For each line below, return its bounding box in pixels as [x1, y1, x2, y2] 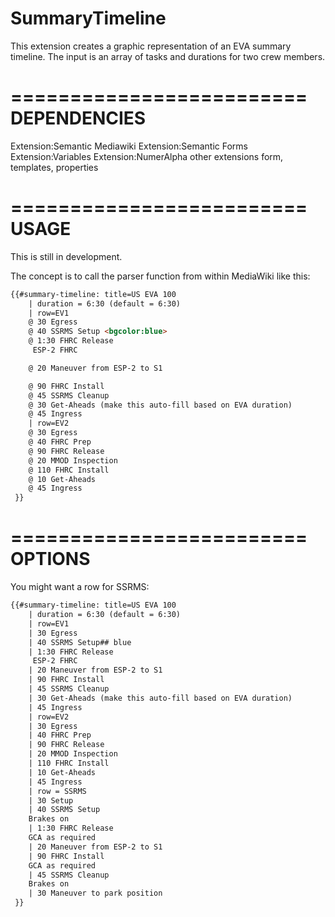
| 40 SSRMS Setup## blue [28, 637, 132, 647]
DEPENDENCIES [10, 107, 147, 130]
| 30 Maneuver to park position [28, 888, 163, 899]
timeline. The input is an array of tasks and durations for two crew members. [10, 50, 326, 62]
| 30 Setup [28, 795, 74, 806]
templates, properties [10, 161, 99, 173]
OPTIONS [10, 548, 91, 571]
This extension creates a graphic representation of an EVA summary [10, 40, 292, 52]
